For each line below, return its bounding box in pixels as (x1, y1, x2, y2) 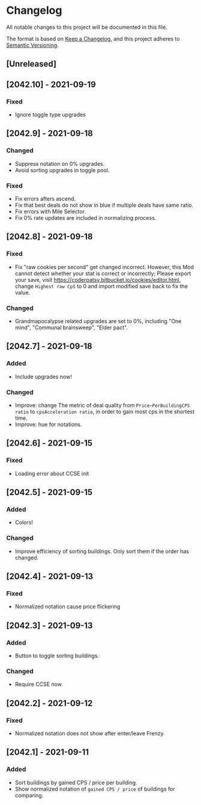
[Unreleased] (6, 59, 57, 69)
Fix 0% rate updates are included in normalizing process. (14, 214, 157, 221)
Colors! (14, 519, 33, 526)
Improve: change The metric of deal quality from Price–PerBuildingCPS (14, 401, 190, 409)
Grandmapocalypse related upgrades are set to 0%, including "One (14, 317, 182, 324)
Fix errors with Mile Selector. (14, 208, 86, 215)
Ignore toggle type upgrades (14, 111, 86, 118)
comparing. (14, 791, 44, 799)
